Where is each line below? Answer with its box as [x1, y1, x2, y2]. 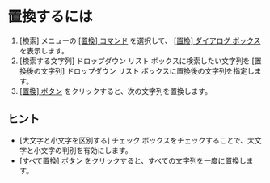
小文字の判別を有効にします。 [33, 145, 133, 155]
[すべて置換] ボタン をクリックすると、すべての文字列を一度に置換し [19, 155, 247, 165]
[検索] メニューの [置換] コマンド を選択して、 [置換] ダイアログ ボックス [19, 36, 261, 45]
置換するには [7, 7, 94, 26]
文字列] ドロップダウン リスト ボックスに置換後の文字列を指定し [40, 66, 255, 75]
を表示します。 [19, 45, 70, 55]
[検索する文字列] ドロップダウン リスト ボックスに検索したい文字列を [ [19, 56, 255, 66]
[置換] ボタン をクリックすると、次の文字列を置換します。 [19, 86, 212, 96]
